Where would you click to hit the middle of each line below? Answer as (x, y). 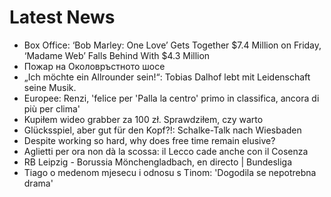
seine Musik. (50, 87)
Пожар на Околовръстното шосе (94, 66)
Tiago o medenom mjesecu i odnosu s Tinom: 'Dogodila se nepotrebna (170, 172)
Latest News (62, 17)
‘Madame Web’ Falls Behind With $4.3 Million (117, 55)
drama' (38, 183)
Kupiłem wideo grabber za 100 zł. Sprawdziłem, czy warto (143, 119)
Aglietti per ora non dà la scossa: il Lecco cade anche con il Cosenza (166, 151)
